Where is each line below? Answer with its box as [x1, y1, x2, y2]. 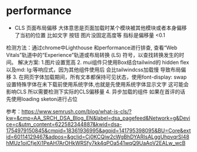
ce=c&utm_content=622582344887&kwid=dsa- [6, 120, 122, 127]
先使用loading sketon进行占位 [6, 95, 78, 102]
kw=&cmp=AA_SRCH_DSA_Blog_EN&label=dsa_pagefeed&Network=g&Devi [6, 114, 191, 121]
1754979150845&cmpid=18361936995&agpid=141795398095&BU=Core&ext [6, 127, 191, 134]
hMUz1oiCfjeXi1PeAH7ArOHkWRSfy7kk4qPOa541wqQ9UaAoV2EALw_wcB [6, 139, 186, 146]
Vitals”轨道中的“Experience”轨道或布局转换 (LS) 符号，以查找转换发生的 [6, 51, 179, 58]
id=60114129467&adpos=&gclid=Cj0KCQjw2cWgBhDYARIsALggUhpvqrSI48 [6, 133, 189, 140]
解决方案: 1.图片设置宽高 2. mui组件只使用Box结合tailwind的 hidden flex [17, 59, 189, 66]
